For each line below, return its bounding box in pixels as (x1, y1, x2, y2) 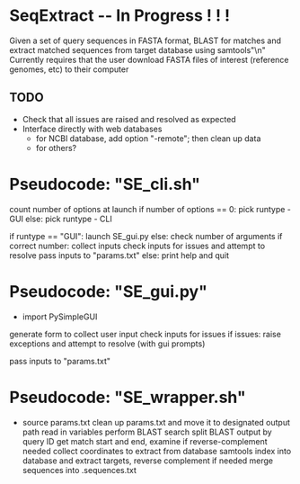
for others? (35, 142, 77, 153)
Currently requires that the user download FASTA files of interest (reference (9, 54, 289, 65)
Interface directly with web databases (22, 123, 163, 134)
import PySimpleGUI (22, 311, 98, 322)
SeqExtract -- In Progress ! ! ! (9, 5, 231, 26)
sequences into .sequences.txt (22, 464, 137, 475)
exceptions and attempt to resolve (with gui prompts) (9, 338, 206, 349)
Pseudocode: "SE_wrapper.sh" (9, 387, 246, 408)
